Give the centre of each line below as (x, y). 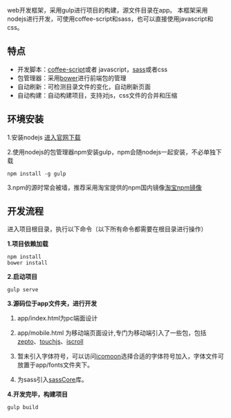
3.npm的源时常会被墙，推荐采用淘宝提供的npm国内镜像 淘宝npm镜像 (104, 187)
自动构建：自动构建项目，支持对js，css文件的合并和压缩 (97, 95)
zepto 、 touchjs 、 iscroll (50, 342)
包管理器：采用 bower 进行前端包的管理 (72, 78)
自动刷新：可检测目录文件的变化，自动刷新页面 (84, 87)
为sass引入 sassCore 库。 (52, 380)
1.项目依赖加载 (28, 244)
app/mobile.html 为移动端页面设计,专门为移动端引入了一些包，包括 (112, 333)
